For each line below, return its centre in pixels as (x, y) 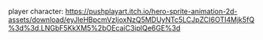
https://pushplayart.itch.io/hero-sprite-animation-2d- (152, 11)
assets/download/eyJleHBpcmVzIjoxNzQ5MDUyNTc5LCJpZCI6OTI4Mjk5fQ (131, 20)
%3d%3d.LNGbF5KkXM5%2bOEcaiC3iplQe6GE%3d (94, 28)
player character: (36, 11)
